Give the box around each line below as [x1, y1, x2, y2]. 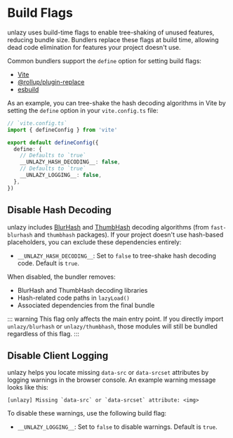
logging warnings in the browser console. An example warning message [7, 376, 216, 384]
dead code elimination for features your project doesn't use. [7, 43, 181, 51]
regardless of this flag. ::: [7, 329, 79, 338]
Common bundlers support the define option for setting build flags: [7, 56, 202, 65]
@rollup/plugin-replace [17, 77, 85, 86]
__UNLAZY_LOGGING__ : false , [20, 172, 102, 179]
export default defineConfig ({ [7, 139, 99, 146]
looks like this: [7, 383, 49, 392]
